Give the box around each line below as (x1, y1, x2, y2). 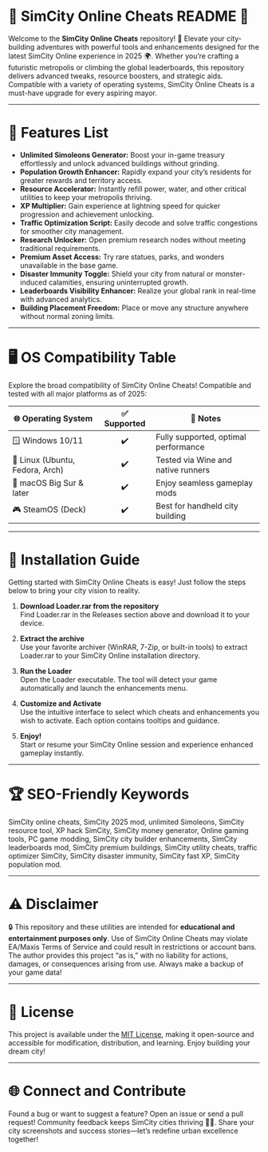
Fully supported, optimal (155, 431, 246, 442)
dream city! (8, 1046, 46, 1056)
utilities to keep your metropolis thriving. (19, 192, 153, 202)
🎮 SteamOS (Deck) (12, 504, 86, 515)
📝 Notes (190, 413, 222, 424)
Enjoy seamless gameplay (155, 477, 254, 488)
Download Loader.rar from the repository (19, 601, 160, 611)
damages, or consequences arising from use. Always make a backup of (8, 959, 244, 968)
